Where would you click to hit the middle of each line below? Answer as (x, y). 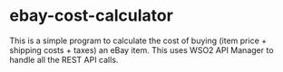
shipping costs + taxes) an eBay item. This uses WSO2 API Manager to (141, 49)
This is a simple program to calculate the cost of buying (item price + (138, 40)
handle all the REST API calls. (64, 59)
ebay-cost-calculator (92, 16)
